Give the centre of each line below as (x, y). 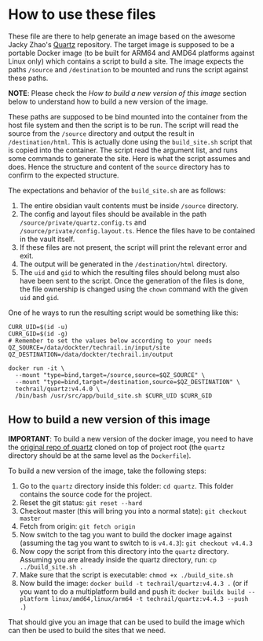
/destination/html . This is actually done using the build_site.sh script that (130, 141)
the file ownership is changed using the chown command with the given (134, 289)
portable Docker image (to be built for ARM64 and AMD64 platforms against (131, 53)
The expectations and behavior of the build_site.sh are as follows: (117, 190)
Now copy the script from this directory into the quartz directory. (124, 551)
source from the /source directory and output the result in (101, 133)
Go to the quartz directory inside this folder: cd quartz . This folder (126, 485)
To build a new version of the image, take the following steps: (107, 471)
